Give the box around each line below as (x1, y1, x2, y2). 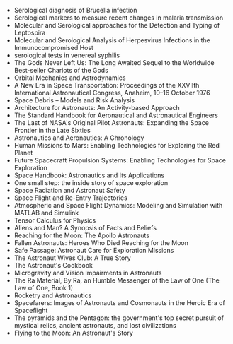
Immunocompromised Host (13, 44, 94, 52)
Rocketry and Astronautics (13, 291, 92, 299)
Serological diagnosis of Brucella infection (13, 6, 137, 14)
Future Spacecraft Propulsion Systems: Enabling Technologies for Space (13, 156, 227, 165)
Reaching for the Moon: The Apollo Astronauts (13, 231, 150, 239)
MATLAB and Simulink (13, 208, 79, 217)
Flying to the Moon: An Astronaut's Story (13, 328, 133, 337)
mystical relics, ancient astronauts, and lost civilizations (13, 321, 177, 329)
